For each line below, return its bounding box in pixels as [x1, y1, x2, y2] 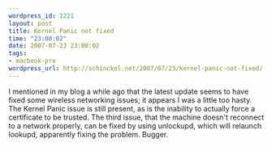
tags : [8, 49, 27, 57]
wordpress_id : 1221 [8, 11, 75, 20]
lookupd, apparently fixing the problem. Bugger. [8, 129, 169, 139]
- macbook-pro [8, 57, 57, 65]
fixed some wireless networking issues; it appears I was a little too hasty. [8, 94, 253, 105]
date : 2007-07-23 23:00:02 [8, 42, 100, 50]
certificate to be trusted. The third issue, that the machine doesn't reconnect [8, 112, 265, 122]
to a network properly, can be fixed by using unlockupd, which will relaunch [8, 120, 262, 130]
